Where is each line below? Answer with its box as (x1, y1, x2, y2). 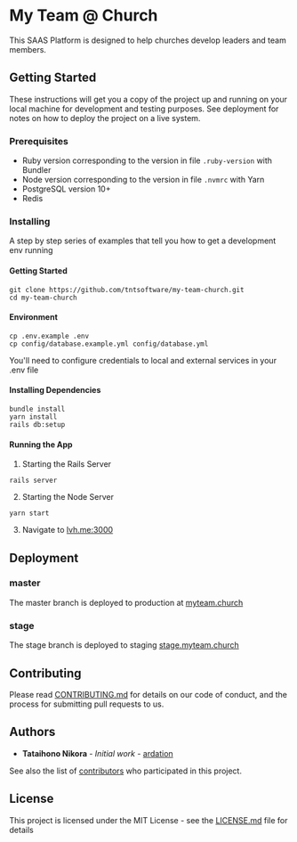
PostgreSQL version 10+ (21, 184, 111, 194)
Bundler (21, 165, 52, 176)
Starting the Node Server (21, 492, 114, 503)
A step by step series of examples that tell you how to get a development (9, 235, 277, 246)
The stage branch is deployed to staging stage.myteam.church (9, 640, 240, 650)
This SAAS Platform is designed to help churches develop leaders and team (9, 35, 286, 45)
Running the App (9, 438, 73, 450)
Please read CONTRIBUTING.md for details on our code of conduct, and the (9, 689, 287, 699)
